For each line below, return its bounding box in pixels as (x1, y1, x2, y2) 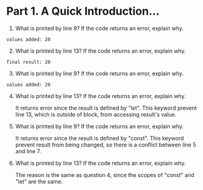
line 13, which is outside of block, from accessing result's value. (15, 110, 177, 118)
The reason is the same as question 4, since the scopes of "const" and (15, 171, 194, 178)
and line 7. (15, 147, 41, 154)
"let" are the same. (15, 178, 63, 185)
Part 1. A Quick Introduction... (6, 4, 160, 18)
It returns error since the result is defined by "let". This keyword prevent (15, 104, 197, 112)
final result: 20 (6, 59, 51, 65)
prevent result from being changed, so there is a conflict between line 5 (15, 141, 196, 148)
